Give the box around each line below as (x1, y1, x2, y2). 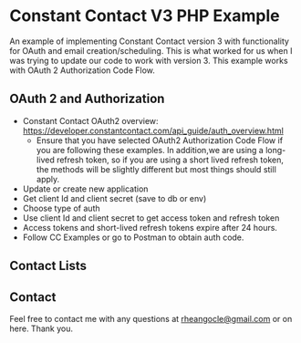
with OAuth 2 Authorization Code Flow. (9, 65, 155, 76)
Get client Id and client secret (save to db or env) (22, 192, 207, 203)
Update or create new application (22, 183, 149, 194)
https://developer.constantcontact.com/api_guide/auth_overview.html (22, 125, 285, 136)
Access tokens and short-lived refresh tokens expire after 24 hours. (22, 222, 278, 233)
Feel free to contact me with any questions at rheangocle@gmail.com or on (9, 313, 293, 324)
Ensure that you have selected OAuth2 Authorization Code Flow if (36, 134, 284, 146)
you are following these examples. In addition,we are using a (36, 144, 265, 155)
